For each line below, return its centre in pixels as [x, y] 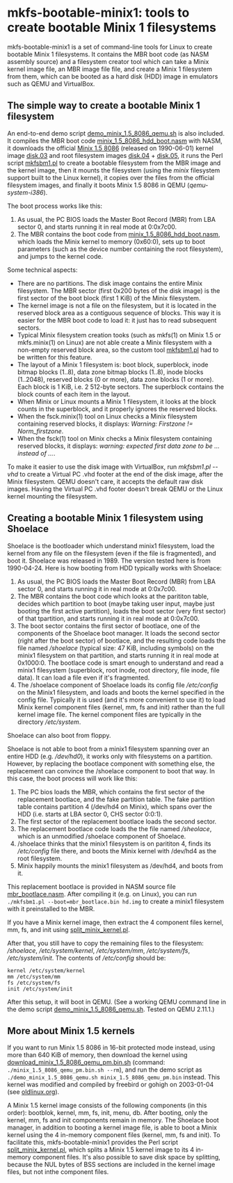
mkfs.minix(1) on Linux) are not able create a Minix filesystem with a [114, 342]
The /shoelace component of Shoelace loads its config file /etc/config [118, 685]
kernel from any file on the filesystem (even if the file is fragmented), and [112, 553]
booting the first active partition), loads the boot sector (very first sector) [121, 611]
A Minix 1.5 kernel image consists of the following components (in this [107, 1105]
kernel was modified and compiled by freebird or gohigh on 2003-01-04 [111, 1085]
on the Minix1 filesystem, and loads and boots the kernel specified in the [121, 692]
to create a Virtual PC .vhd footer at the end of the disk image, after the [122, 474]
